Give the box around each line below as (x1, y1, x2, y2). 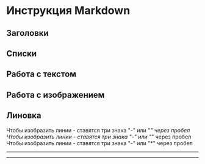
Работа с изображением (6, 89, 105, 100)
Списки (6, 48, 37, 58)
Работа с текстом (6, 69, 77, 80)
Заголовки (6, 28, 49, 38)
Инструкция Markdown (6, 4, 131, 18)
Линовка (6, 111, 41, 121)
